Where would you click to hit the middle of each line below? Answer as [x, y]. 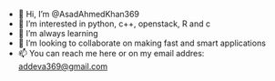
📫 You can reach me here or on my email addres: [111, 53]
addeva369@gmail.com [63, 66]
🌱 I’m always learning [58, 33]
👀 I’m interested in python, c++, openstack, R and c [114, 24]
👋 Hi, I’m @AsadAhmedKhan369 [78, 14]
